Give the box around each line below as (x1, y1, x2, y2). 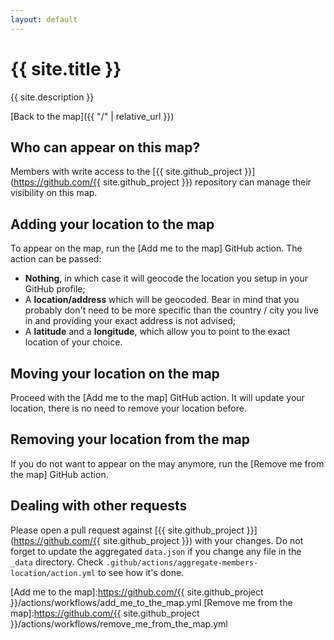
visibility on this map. (10, 187, 98, 199)
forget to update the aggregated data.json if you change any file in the (10, 545, 302, 557)
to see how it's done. (97, 566, 185, 578)
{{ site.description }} (10, 91, 95, 103)
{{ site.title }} (10, 57, 122, 80)
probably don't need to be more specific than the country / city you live (24, 304, 320, 316)
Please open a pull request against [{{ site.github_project (10, 524, 245, 536)
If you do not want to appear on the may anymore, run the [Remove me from (10, 457, 325, 470)
